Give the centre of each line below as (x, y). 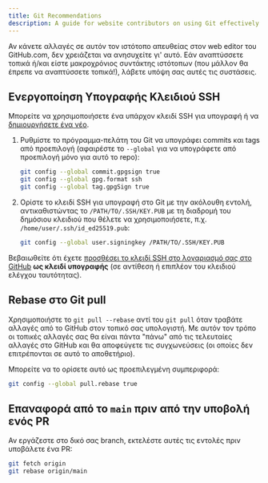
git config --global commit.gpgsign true (90, 172)
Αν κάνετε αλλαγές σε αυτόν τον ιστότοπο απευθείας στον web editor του (133, 46)
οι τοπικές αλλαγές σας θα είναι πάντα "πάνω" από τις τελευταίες (120, 336)
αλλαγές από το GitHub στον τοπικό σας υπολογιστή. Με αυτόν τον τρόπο (132, 328)
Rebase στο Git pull (57, 300)
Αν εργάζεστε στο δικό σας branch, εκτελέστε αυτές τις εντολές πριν (125, 440)
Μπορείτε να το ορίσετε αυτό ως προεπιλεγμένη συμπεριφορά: (114, 369)
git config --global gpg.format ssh (81, 180)
